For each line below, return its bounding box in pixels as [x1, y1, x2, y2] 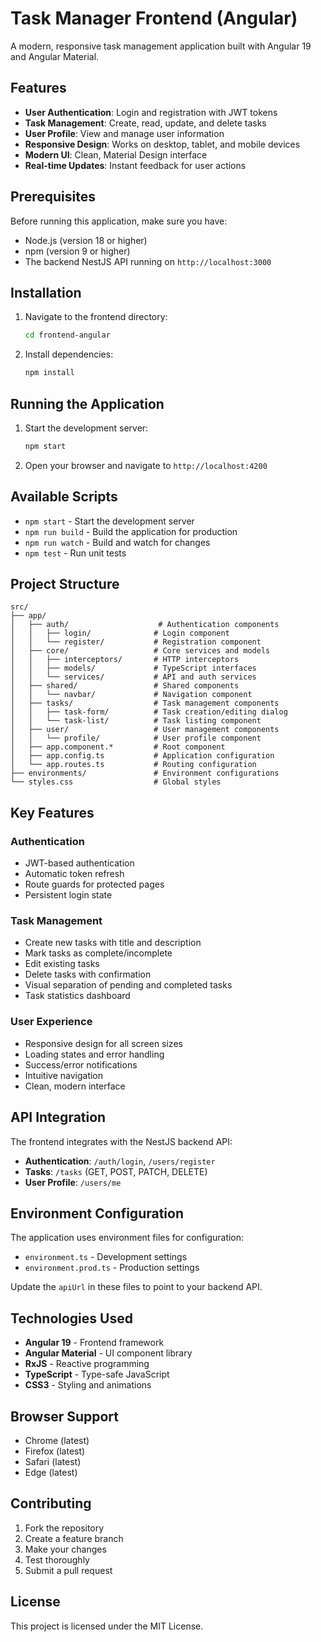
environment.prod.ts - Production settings [24, 1262, 200, 1274]
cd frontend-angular [24, 330, 111, 341]
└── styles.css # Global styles [10, 777, 222, 787]
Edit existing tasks [24, 958, 100, 970]
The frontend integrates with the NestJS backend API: [10, 1135, 233, 1147]
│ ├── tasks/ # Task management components [10, 698, 280, 709]
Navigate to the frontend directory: [24, 311, 168, 323]
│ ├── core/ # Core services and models [10, 646, 271, 656]
